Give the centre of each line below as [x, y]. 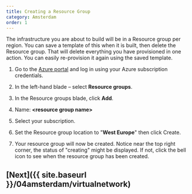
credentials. [29, 76]
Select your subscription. [45, 121]
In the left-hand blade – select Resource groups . [73, 87]
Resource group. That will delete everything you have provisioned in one [94, 52]
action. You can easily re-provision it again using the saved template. [90, 58]
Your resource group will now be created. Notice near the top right [95, 144]
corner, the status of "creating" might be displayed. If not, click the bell [100, 150]
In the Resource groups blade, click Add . [64, 98]
